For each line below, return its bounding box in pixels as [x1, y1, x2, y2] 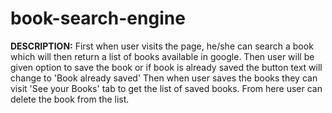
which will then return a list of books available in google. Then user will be [10, 50, 315, 62]
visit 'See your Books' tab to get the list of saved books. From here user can [10, 82, 323, 94]
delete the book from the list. [10, 93, 130, 105]
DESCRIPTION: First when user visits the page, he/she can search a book [10, 40, 314, 52]
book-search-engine [10, 7, 186, 30]
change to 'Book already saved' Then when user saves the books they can [10, 72, 318, 84]
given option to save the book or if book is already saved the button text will [10, 61, 323, 73]
